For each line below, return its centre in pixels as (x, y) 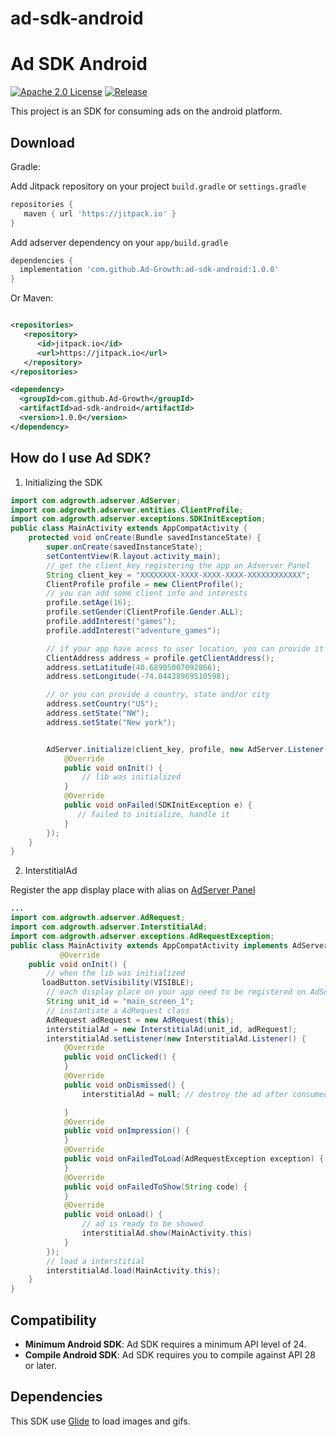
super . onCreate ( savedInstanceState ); (124, 547)
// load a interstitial (95, 1261)
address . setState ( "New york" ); (111, 722)
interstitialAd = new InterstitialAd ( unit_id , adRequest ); (172, 1029)
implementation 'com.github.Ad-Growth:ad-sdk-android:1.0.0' (149, 270)
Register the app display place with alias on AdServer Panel (133, 890)
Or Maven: (32, 298)
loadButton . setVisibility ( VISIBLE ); (118, 983)
